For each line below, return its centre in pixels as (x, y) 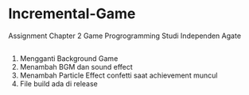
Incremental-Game (72, 14)
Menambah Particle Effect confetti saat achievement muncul (119, 75)
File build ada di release (58, 84)
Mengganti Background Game (69, 59)
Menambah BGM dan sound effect (76, 67)
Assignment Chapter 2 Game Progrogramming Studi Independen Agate (124, 36)
